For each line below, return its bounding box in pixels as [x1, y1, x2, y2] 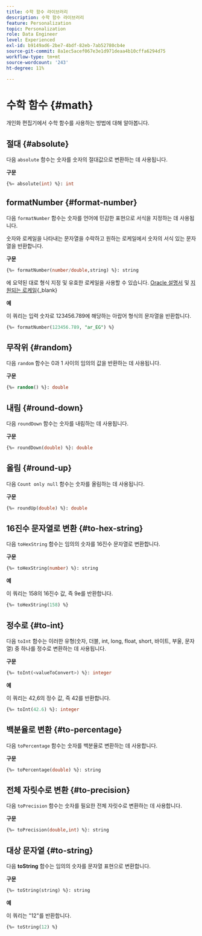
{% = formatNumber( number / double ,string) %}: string [6, 267, 139, 273]
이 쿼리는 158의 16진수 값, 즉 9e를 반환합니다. [6, 590, 113, 597]
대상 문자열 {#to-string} [6, 845, 93, 856]
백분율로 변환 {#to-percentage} [6, 725, 122, 735]
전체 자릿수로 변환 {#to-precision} [6, 785, 131, 795]
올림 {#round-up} [6, 463, 72, 473]
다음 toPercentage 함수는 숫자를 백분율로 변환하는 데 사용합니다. [6, 741, 158, 749]
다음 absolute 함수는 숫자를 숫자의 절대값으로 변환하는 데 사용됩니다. [6, 156, 168, 163]
